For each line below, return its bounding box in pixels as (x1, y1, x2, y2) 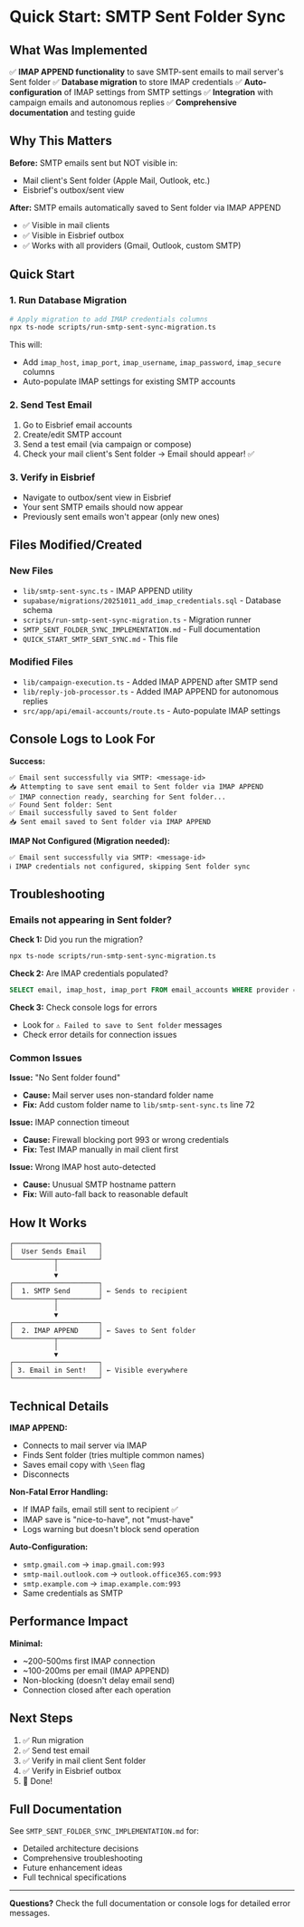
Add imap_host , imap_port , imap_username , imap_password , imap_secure (22, 357, 282, 368)
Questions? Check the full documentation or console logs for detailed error (9, 1898, 291, 1909)
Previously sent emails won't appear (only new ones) (22, 511, 220, 522)
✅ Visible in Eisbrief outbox (22, 229, 125, 241)
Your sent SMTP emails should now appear (22, 501, 184, 513)
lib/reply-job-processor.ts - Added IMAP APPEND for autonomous (22, 685, 279, 696)
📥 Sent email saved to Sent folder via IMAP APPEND (9, 817, 211, 826)
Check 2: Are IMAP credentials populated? (9, 968, 169, 979)
